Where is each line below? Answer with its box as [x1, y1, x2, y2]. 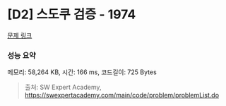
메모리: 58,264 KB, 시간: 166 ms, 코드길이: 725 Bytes [7, 68, 157, 76]
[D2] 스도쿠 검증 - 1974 [7, 6, 136, 23]
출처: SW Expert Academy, [24, 83, 102, 92]
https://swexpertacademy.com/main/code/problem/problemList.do [24, 91, 220, 100]
